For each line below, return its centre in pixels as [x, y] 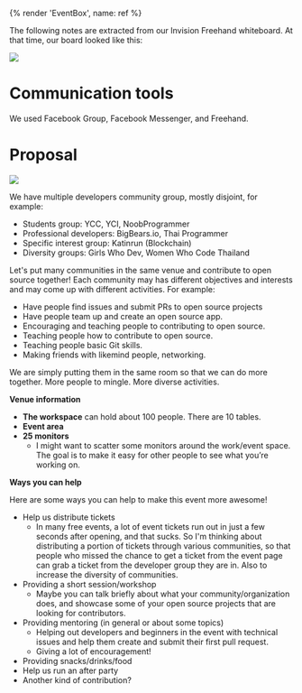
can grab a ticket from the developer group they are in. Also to [151, 565]
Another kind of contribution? [77, 679]
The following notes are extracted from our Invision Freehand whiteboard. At [151, 30]
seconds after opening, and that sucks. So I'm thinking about [149, 536]
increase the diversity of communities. [107, 574]
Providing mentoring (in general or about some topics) [123, 623]
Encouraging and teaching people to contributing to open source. [144, 326]
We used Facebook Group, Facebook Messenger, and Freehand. [129, 118]
